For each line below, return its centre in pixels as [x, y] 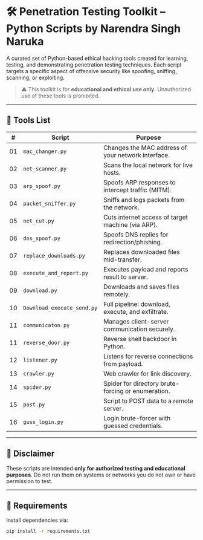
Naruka [25, 41]
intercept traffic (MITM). [138, 190]
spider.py [37, 387]
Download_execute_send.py [60, 308]
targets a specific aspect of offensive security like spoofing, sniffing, [92, 71]
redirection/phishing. [133, 242]
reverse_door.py [47, 343]
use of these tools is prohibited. [60, 96]
